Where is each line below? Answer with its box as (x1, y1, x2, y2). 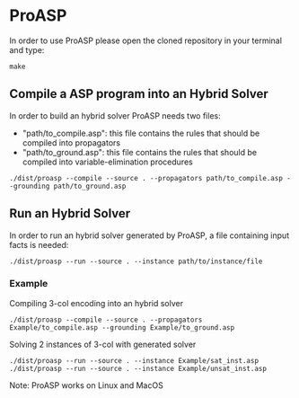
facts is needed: (9, 239, 69, 250)
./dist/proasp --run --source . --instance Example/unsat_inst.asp (9, 364, 268, 373)
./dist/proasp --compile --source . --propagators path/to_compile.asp (9, 173, 283, 182)
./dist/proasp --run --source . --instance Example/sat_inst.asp (9, 356, 259, 365)
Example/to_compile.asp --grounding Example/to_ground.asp (9, 323, 235, 332)
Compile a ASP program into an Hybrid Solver (9, 86, 269, 102)
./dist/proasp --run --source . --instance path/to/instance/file (9, 257, 263, 266)
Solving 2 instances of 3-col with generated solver (9, 339, 197, 349)
